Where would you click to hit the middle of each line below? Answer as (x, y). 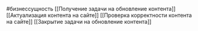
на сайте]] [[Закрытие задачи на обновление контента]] (79, 22)
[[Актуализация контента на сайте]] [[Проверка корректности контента (99, 15)
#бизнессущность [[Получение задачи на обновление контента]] (91, 9)
